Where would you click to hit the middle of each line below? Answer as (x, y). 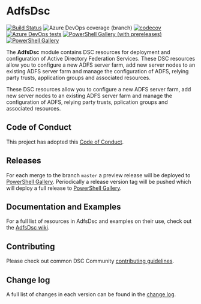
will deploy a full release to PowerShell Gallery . (64, 188)
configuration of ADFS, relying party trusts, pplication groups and (87, 102)
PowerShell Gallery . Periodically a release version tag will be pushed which (99, 181)
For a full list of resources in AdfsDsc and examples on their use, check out (99, 221)
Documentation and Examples (64, 206)
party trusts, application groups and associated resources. (79, 78)
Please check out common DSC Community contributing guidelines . (90, 261)
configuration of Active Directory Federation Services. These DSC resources (101, 58)
